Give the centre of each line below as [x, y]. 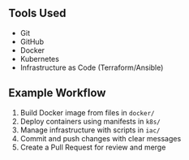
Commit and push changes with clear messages [101, 138]
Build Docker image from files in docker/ [87, 112]
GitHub [32, 41]
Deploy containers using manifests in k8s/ [90, 121]
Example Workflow [57, 93]
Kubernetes [39, 58]
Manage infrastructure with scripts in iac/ [90, 130]
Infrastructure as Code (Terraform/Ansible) [92, 67]
